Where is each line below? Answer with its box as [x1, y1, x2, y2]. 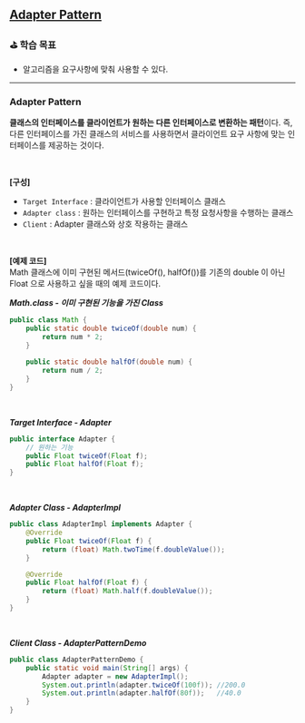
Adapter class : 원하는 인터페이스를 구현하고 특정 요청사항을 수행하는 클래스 [22, 207, 294, 218]
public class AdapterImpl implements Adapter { [9, 520, 193, 529]
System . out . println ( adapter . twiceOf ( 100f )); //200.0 [42, 680, 246, 689]
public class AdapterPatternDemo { [9, 655, 144, 664]
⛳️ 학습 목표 [9, 39, 56, 52]
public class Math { [9, 315, 88, 325]
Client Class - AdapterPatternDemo [9, 637, 147, 648]
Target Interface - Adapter [9, 416, 112, 427]
